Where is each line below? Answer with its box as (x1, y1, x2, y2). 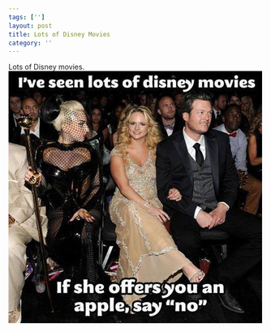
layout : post (8, 21, 53, 30)
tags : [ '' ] (8, 13, 45, 21)
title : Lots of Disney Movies (8, 30, 111, 38)
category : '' (8, 39, 53, 47)
